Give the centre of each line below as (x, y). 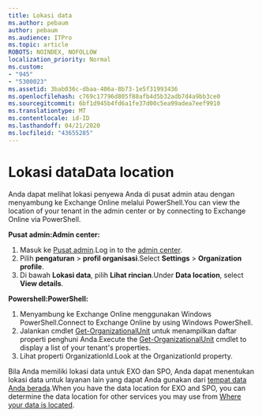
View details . (41, 283)
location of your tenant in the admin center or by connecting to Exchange (127, 211)
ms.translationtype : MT (47, 111)
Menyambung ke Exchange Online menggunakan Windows (115, 314)
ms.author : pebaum (38, 23)
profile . (32, 266)
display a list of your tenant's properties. (85, 347)
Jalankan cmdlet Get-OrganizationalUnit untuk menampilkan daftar (128, 331)
